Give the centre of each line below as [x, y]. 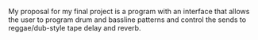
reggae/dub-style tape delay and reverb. [75, 28]
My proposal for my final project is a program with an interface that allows [129, 11]
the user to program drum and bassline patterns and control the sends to [127, 20]
